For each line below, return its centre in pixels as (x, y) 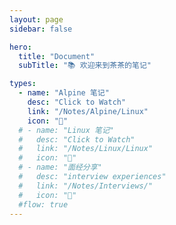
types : (23, 84)
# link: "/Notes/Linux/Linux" (86, 149)
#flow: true (43, 204)
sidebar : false (41, 29)
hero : (20, 47)
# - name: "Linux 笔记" (66, 130)
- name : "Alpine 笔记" (64, 93)
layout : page (36, 19)
